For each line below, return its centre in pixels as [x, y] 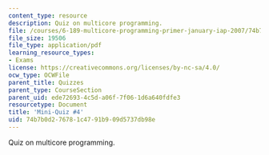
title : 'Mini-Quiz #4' [46, 113]
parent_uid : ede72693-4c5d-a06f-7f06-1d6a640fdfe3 [94, 97]
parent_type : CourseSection [55, 90]
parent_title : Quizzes [46, 82]
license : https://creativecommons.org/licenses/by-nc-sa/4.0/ [114, 68]
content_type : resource [48, 16]
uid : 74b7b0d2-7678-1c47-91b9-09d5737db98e [82, 120]
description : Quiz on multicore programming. [85, 23]
